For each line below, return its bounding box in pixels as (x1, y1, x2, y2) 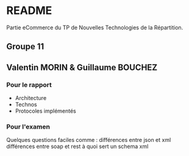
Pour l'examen (6, 122, 51, 131)
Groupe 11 (6, 41, 45, 52)
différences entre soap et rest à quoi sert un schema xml (6, 143, 149, 150)
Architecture (15, 94, 47, 102)
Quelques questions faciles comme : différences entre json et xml (6, 136, 171, 144)
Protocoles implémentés (15, 107, 76, 115)
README (6, 4, 52, 18)
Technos (15, 101, 38, 108)
